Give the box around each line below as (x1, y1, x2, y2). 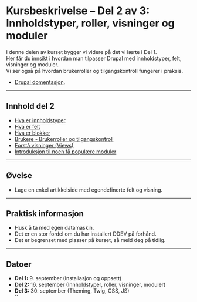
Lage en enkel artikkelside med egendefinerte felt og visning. (14, 186, 163, 193)
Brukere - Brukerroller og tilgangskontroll (14, 135, 114, 142)
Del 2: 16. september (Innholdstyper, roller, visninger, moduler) (14, 281, 166, 288)
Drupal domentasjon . (14, 78, 66, 86)
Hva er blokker (14, 129, 51, 136)
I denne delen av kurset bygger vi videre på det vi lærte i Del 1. (6, 48, 157, 55)
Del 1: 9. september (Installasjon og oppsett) (14, 275, 122, 282)
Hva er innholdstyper (14, 116, 66, 124)
